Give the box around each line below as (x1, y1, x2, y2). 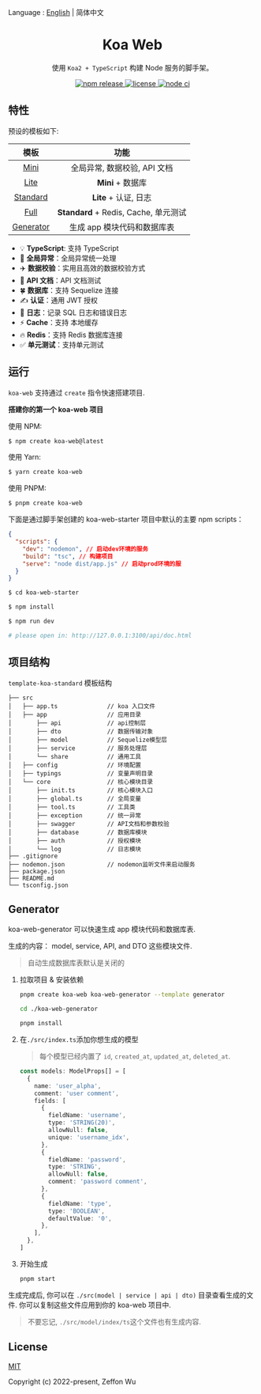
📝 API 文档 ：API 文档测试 (19, 275, 102, 285)
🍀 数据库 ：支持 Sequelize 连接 (19, 285, 119, 295)
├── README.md (8, 874, 55, 882)
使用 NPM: (8, 421, 43, 430)
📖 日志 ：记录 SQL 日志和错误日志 (19, 308, 128, 317)
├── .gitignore (8, 852, 58, 860)
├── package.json (8, 867, 65, 875)
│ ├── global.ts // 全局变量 (8, 794, 142, 802)
